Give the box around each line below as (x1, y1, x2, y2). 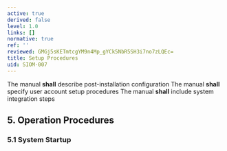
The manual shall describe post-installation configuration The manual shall (7, 80, 220, 88)
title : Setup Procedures (7, 55, 78, 62)
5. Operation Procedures (7, 115, 115, 126)
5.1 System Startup (7, 135, 72, 144)
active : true (7, 10, 45, 17)
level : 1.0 (7, 23, 39, 30)
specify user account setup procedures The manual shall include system (7, 87, 215, 95)
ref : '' (7, 42, 30, 49)
